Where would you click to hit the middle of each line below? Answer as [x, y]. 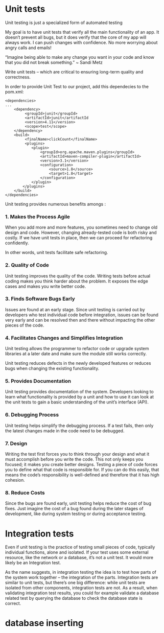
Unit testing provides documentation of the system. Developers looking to [80, 392]
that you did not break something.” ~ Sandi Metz [54, 62]
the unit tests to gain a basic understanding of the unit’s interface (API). [77, 402]
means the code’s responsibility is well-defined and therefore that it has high [82, 475]
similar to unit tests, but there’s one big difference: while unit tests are [75, 583]
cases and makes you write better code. [46, 286]
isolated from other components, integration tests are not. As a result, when [81, 588]
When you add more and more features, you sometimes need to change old [81, 227]
